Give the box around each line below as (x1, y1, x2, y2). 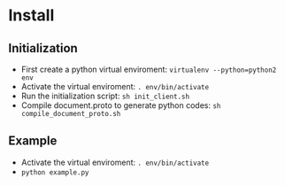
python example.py (20, 167, 89, 177)
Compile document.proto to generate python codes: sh (20, 100, 221, 111)
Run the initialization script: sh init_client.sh (20, 90, 190, 101)
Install (8, 5, 55, 26)
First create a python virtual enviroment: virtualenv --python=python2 (20, 64, 277, 74)
